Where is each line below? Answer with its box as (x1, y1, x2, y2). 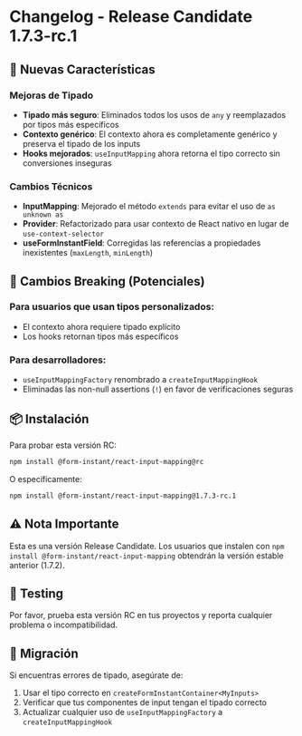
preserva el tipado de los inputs (22, 138, 141, 149)
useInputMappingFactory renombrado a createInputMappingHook (22, 374, 259, 385)
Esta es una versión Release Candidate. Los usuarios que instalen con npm (9, 540, 285, 551)
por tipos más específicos (22, 119, 119, 130)
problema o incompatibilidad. (9, 619, 118, 631)
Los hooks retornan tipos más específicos (22, 331, 179, 342)
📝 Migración (9, 645, 79, 661)
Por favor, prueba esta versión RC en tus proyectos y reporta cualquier (9, 610, 273, 621)
